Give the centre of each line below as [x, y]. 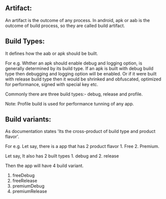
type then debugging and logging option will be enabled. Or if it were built [81, 73]
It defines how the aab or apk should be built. [52, 53]
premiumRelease [30, 191]
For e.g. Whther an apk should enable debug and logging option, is [74, 63]
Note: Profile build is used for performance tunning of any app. [70, 103]
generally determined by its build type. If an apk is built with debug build [79, 68]
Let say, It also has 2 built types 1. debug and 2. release [62, 156]
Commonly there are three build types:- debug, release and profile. [74, 94]
